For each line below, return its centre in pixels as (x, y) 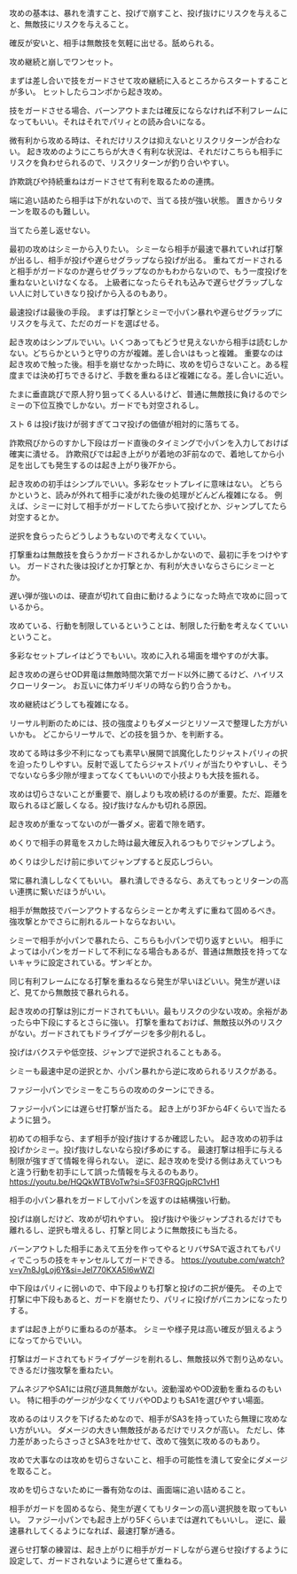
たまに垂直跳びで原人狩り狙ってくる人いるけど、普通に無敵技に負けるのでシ (148, 394)
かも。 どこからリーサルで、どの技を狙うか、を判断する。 (122, 734)
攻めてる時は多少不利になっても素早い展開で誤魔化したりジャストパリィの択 (148, 753)
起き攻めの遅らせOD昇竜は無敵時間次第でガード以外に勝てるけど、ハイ (139, 674)
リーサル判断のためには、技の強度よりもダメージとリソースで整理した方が (145, 723)
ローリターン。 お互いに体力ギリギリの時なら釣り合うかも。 (126, 686)
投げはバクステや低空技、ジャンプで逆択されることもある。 (117, 1052)
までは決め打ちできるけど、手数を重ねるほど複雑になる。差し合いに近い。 (152, 375)
